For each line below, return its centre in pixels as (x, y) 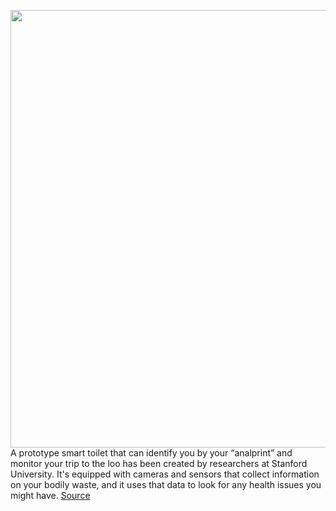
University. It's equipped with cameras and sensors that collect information (165, 474)
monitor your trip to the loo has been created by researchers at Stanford (159, 463)
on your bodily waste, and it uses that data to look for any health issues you (166, 484)
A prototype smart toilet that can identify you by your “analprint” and (151, 453)
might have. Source (50, 495)
